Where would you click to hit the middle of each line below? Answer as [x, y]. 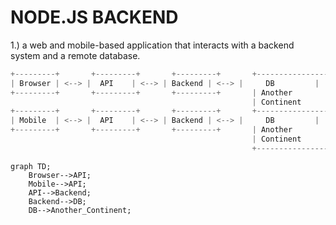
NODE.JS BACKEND [94, 17]
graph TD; [31, 166]
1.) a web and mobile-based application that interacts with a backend [152, 45]
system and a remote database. [75, 55]
